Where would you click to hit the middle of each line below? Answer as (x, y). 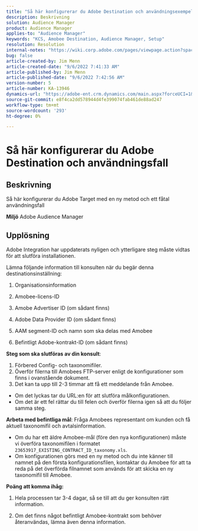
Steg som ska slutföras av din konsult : (54, 354)
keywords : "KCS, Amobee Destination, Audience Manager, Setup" (85, 39)
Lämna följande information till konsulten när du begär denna (80, 267)
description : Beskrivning (38, 17)
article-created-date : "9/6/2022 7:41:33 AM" (63, 67)
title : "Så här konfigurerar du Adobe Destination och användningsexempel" (101, 12)
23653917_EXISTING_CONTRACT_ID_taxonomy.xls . (71, 450)
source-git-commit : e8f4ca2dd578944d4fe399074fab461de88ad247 (84, 99)
